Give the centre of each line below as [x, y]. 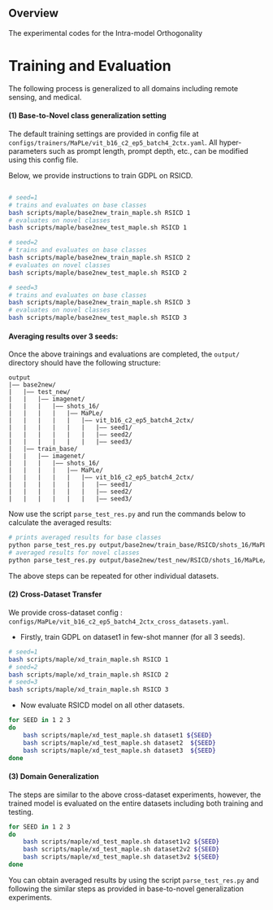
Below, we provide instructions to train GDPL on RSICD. [101, 175]
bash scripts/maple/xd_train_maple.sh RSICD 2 [89, 675]
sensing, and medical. [45, 97]
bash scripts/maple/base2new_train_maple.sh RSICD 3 [100, 303]
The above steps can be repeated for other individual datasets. [114, 575]
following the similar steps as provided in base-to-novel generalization [126, 888]
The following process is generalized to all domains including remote [123, 88]
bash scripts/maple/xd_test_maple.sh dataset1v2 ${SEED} [121, 842]
